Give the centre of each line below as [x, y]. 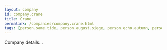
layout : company [21, 10]
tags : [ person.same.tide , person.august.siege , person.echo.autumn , [77, 28]
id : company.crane [24, 14]
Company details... [24, 42]
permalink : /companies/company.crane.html [49, 24]
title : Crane [18, 19]
